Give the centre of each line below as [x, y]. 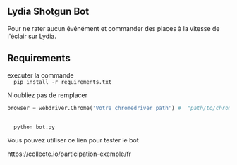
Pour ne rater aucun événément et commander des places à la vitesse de [114, 28]
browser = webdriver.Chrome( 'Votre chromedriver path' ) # [94, 108]
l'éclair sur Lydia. [32, 36]
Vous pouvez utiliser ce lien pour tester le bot [73, 140]
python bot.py [34, 127]
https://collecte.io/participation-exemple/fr [69, 154]
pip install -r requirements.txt [63, 82]
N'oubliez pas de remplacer [48, 95]
